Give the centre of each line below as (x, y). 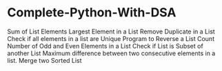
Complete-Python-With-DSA (92, 13)
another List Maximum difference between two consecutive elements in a (111, 53)
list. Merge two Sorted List (44, 60)
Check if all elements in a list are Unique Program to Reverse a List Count (111, 38)
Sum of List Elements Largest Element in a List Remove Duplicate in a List (111, 31)
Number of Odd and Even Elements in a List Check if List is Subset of (105, 46)
